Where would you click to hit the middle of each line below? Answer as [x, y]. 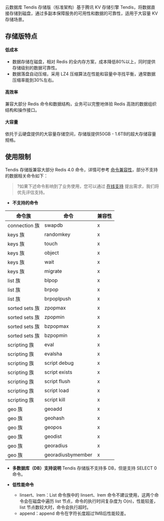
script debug [59, 363]
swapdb [54, 225]
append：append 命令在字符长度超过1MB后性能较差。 [74, 513]
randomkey [57, 234]
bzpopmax [57, 326]
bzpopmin [56, 335]
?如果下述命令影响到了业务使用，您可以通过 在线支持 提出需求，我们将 [88, 186]
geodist [53, 436]
